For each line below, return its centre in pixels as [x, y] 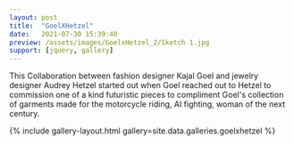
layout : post [34, 17]
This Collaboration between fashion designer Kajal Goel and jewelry [134, 76]
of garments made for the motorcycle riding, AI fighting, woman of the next [147, 104]
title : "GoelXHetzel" [51, 26]
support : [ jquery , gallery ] [62, 51]
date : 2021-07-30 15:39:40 [63, 34]
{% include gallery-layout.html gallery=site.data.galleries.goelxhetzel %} [143, 131]
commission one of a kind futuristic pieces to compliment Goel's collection [147, 95]
